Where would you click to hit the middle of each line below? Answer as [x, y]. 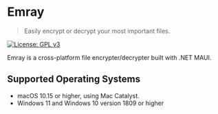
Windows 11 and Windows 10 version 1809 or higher [90, 103]
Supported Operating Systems [74, 79]
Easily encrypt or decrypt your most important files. [97, 31]
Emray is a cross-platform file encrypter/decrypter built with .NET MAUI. [109, 57]
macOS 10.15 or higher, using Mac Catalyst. [78, 95]
